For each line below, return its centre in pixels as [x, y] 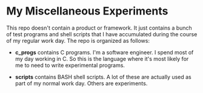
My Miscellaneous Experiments [87, 11]
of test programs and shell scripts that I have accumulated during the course [102, 34]
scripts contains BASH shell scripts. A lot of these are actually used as [103, 77]
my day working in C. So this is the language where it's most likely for [102, 59]
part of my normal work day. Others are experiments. [81, 83]
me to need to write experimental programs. [70, 65]
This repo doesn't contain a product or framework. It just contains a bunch [99, 28]
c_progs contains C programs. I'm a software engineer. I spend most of [104, 52]
